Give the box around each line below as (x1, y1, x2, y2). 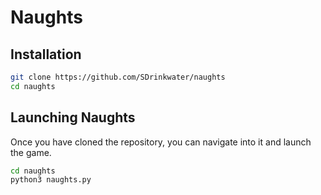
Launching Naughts (10, 109, 136, 126)
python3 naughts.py (10, 175, 92, 185)
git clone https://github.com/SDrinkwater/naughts (10, 72, 226, 82)
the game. (10, 146, 52, 158)
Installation (10, 46, 82, 63)
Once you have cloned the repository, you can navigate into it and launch (10, 136, 312, 148)
